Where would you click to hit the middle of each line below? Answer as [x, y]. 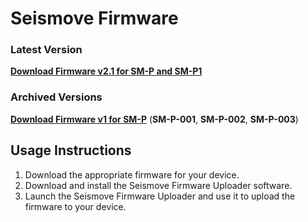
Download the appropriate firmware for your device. [132, 174]
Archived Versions [56, 97]
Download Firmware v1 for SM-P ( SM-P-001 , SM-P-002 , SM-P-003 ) [154, 119]
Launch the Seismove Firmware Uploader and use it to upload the [160, 196]
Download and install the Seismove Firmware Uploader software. [158, 185]
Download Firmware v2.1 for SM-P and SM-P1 [106, 71]
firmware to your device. [75, 206]
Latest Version [46, 50]
